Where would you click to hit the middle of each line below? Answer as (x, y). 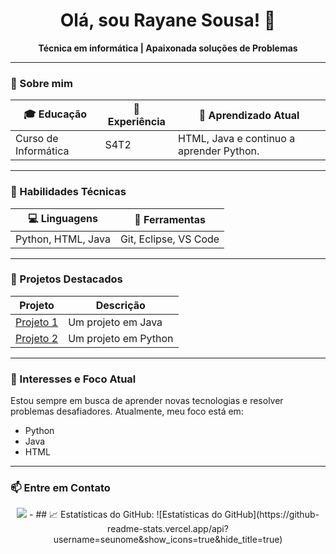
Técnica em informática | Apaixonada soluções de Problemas (168, 48)
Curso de (37, 139)
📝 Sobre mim (41, 83)
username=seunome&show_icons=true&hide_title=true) (168, 540)
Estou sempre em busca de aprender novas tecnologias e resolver (147, 401)
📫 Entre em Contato (60, 488)
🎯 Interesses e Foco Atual (73, 379)
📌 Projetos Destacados (66, 279)
